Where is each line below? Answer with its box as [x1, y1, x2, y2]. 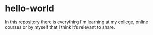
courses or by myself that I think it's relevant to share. [5, 24, 115, 30]
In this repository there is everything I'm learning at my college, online [5, 19, 148, 25]
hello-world [5, 3, 55, 14]
